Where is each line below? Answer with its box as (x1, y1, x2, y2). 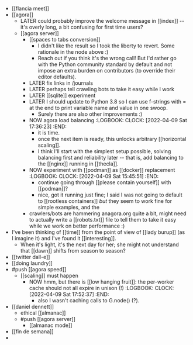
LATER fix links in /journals (29, 80, 94, 87)
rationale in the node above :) (37, 49, 109, 55)
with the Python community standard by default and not (37, 61, 173, 68)
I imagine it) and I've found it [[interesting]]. (11, 235, 116, 241)
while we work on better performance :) (29, 222, 125, 229)
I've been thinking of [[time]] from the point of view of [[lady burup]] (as (11, 229, 185, 236)
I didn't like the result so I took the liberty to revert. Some (37, 42, 175, 49)
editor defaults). (37, 73, 77, 80)
